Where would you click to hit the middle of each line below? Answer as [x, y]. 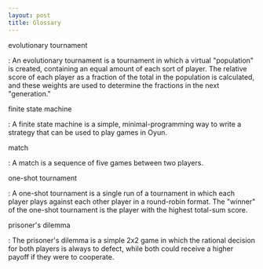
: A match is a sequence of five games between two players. [106, 162]
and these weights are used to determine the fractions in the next [114, 85]
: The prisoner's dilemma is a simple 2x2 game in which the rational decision [132, 240]
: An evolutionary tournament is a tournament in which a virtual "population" [131, 60]
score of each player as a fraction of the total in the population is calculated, [131, 77]
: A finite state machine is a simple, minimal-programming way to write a [125, 124]
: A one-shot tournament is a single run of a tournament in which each [122, 193]
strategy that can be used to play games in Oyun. [88, 132]
